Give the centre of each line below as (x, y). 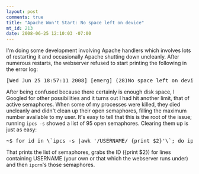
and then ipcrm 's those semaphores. (51, 165)
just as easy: (22, 130)
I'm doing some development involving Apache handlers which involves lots (99, 50)
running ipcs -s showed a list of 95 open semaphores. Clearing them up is (97, 123)
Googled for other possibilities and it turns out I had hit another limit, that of (98, 98)
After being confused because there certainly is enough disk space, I (90, 92)
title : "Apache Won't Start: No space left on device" (75, 22)
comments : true (25, 17)
